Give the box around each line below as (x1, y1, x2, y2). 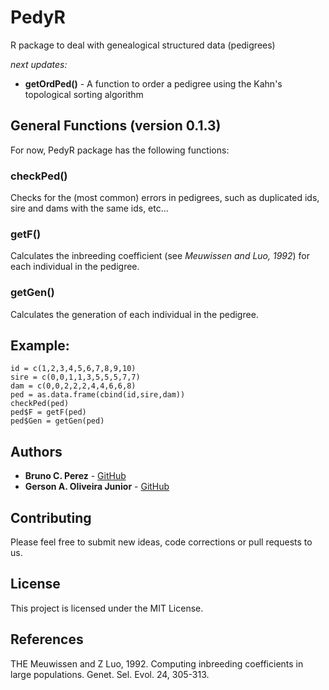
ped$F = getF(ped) (10, 407, 87, 418)
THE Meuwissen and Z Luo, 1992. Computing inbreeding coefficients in (10, 657, 304, 670)
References (10, 631, 84, 648)
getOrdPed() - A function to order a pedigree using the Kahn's (24, 77, 283, 90)
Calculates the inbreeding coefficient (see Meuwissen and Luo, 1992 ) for (10, 250, 311, 262)
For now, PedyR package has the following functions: (10, 144, 230, 156)
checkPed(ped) (10, 399, 70, 409)
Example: (10, 337, 70, 355)
